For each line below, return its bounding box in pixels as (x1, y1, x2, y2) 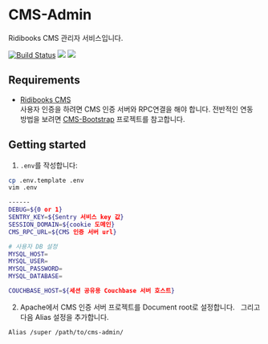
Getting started (8, 138, 87, 152)
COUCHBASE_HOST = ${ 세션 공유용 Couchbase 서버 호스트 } (8, 287, 175, 295)
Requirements (8, 74, 80, 87)
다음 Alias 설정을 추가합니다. (19, 312, 110, 322)
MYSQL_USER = (8, 257, 48, 265)
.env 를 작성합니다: (19, 160, 78, 170)
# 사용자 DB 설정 (8, 242, 58, 250)
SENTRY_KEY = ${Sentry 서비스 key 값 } (8, 213, 124, 221)
